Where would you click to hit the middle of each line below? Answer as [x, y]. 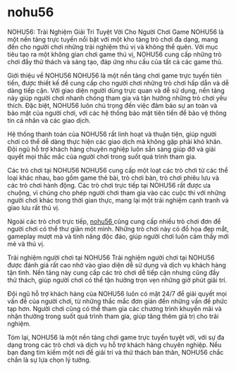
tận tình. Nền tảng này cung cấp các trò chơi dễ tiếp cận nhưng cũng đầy [113, 272]
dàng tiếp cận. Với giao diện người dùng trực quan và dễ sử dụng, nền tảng [116, 90]
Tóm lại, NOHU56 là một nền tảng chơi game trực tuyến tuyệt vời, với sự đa [116, 337]
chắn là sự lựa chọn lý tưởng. [49, 360]
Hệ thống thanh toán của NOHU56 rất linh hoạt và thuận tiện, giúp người [112, 134]
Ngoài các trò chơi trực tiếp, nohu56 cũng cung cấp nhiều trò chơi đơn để [114, 221]
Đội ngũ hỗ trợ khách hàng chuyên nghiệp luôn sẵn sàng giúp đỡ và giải [112, 149]
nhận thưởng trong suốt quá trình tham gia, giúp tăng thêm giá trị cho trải [113, 316]
